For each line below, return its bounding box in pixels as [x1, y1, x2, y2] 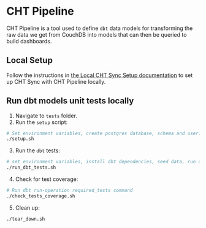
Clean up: [15, 204, 40, 211]
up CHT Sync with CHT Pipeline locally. [6, 78, 106, 85]
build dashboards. [6, 37, 52, 45]
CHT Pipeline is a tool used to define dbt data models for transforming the [6, 24, 193, 32]
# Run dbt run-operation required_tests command [6, 188, 133, 194]
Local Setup [6, 55, 53, 65]
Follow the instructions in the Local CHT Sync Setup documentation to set [6, 72, 193, 79]
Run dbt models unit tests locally [6, 96, 134, 106]
